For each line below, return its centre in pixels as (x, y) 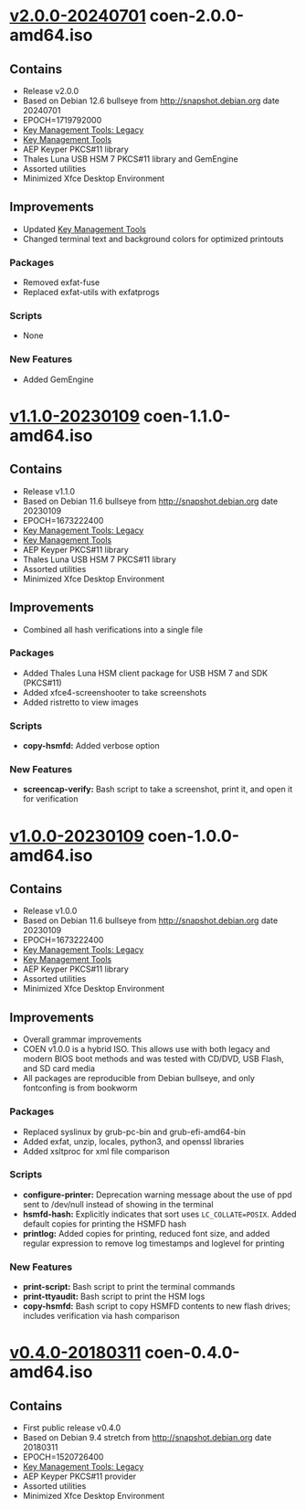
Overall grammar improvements (82, 1039)
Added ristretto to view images (80, 702)
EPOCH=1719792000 (62, 120)
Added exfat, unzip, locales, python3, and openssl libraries (133, 1141)
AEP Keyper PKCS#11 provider (79, 1476)
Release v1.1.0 (49, 491)
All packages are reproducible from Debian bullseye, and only (139, 1079)
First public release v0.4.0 (72, 1428)
